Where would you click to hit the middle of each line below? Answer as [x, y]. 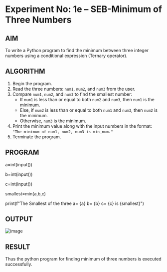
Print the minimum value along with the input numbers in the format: [82, 126]
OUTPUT [19, 219]
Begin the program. [32, 83]
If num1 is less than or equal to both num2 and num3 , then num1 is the [87, 99]
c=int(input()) [19, 184]
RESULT [18, 247]
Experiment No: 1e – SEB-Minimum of [83, 9]
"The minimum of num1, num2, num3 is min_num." [63, 132]
